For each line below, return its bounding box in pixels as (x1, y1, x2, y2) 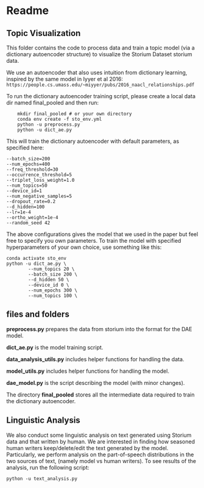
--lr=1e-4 (6, 209, 32, 215)
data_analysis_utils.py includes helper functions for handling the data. (6, 355, 185, 363)
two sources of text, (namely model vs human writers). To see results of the (6, 457, 197, 464)
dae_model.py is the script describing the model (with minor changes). (6, 379, 185, 386)
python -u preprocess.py (17, 121, 80, 127)
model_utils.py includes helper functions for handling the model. (6, 367, 169, 375)
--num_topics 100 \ (28, 293, 78, 299)
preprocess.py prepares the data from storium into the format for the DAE (6, 325, 192, 332)
